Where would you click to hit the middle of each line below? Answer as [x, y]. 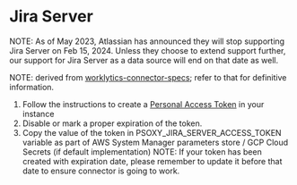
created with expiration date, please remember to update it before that [152, 161]
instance [38, 114]
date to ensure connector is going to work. [101, 171]
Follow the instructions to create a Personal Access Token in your [143, 104]
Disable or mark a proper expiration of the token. [112, 123]
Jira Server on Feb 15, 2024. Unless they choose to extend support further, [148, 50]
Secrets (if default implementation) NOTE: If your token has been [142, 151]
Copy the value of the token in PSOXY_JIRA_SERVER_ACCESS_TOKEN [152, 132]
